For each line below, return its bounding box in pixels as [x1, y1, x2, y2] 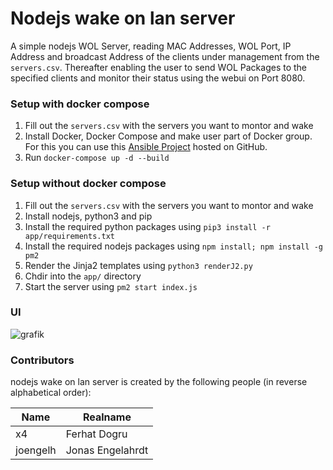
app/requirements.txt [24, 231, 115, 241]
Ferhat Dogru [65, 427, 128, 441]
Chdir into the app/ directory [24, 270, 142, 282]
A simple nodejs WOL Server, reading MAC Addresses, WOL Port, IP [10, 40, 292, 52]
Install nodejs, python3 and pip [24, 210, 153, 222]
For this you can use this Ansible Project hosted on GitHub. [24, 141, 268, 153]
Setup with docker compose [10, 97, 150, 111]
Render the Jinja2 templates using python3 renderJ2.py [24, 259, 253, 271]
